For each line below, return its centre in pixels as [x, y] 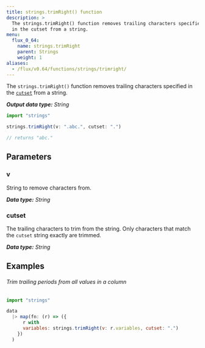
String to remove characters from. [49, 188]
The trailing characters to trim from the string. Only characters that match [99, 228]
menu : [13, 35]
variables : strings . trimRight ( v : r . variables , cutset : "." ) [100, 328]
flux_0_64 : [26, 40]
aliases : [17, 63]
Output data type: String [38, 105]
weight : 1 [30, 57]
